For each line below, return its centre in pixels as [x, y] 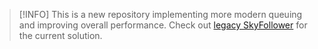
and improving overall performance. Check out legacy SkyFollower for [163, 25]
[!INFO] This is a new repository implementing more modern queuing [160, 14]
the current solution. [60, 35]
